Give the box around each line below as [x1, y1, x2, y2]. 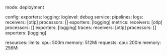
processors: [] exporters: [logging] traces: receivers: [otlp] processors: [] [5, 24, 156, 30]
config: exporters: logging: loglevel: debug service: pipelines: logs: [5, 14, 143, 19]
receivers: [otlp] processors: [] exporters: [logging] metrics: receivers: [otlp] [5, 19, 162, 25]
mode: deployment [5, 4, 44, 10]
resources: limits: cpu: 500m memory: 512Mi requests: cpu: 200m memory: [5, 39, 161, 45]
